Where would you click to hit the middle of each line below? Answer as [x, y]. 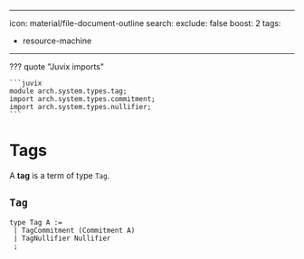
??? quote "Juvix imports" [57, 67]
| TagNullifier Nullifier [62, 238]
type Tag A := [36, 222]
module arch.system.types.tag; [68, 91]
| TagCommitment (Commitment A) [74, 230]
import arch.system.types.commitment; [82, 99]
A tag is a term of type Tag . [60, 175]
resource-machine [57, 41]
